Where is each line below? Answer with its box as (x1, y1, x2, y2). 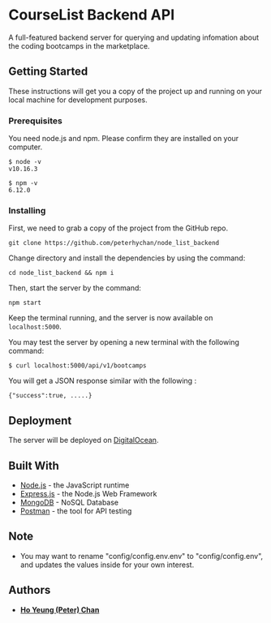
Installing (8, 204, 46, 216)
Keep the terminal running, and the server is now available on (8, 313, 213, 323)
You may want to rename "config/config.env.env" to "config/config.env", (19, 551, 264, 561)
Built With (8, 458, 59, 472)
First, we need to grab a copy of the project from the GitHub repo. (8, 223, 229, 233)
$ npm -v (8, 179, 38, 187)
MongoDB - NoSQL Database (19, 497, 119, 507)
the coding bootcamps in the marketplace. (8, 41, 150, 50)
